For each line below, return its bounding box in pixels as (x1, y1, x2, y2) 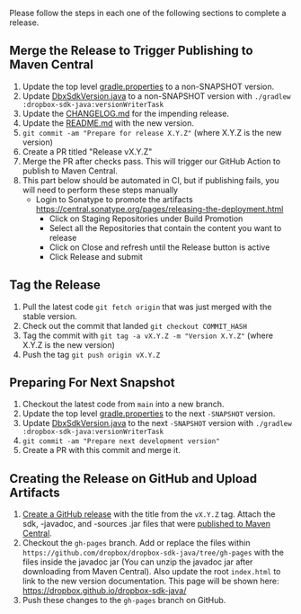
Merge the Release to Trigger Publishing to (9, 43, 253, 58)
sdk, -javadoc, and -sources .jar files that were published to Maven (22, 519, 271, 529)
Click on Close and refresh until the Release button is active (49, 242, 270, 253)
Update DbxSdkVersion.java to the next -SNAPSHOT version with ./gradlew (22, 418, 292, 429)
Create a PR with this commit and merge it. (22, 445, 181, 456)
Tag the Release (9, 278, 102, 293)
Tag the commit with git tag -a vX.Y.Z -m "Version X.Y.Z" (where (22, 330, 274, 341)
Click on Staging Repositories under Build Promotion (49, 213, 243, 224)
